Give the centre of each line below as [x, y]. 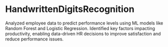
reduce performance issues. [34, 39]
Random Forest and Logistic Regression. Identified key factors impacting [80, 28]
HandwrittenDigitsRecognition [70, 9]
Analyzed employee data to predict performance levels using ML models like [84, 23]
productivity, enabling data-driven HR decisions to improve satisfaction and [83, 33]
